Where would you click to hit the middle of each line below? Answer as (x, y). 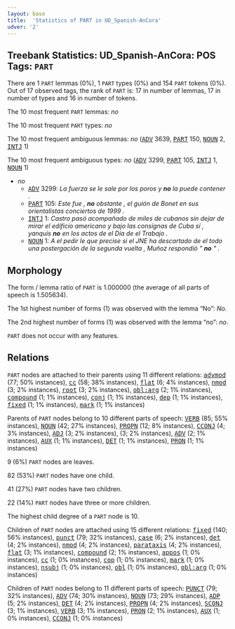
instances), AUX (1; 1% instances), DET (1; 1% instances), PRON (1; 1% (106, 441)
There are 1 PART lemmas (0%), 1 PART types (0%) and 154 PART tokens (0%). (117, 83)
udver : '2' (23, 27)
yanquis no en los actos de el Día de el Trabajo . (98, 233)
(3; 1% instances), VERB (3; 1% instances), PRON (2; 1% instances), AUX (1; (114, 610)
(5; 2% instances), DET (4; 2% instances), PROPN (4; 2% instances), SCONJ (115, 603)
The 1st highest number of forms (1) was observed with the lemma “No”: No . (117, 309)
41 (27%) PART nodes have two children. (65, 488)
